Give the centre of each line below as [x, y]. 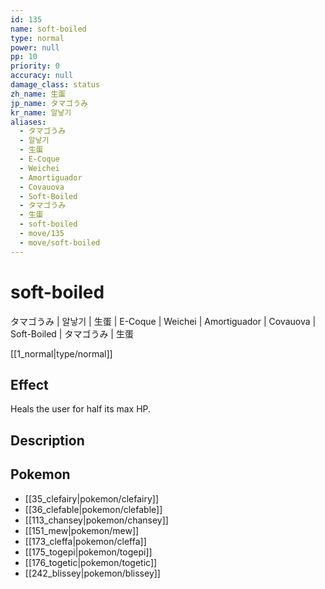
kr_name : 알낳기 [41, 112]
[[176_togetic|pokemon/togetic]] [91, 562]
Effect [29, 384]
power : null [35, 47]
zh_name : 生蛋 [38, 94]
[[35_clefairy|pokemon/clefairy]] [92, 498]
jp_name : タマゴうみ [49, 103]
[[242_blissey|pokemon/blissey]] [92, 573]
